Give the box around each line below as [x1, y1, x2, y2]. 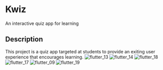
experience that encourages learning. [5, 54, 84, 60]
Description [5, 35, 43, 44]
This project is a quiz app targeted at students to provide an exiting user [5, 48, 155, 54]
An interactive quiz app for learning [5, 20, 79, 26]
